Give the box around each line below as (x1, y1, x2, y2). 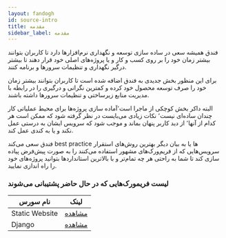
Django (11, 219, 35, 229)
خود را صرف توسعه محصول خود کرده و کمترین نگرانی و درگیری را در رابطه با (8, 83, 207, 92)
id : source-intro (8, 17, 58, 23)
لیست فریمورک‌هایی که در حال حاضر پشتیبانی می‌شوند (8, 179, 169, 188)
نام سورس (19, 197, 51, 206)
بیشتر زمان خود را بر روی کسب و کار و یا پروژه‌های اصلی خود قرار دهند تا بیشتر (8, 56, 211, 64)
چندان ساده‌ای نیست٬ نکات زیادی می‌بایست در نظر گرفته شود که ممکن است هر (8, 112, 213, 120)
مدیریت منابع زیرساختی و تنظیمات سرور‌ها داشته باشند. (8, 91, 150, 99)
